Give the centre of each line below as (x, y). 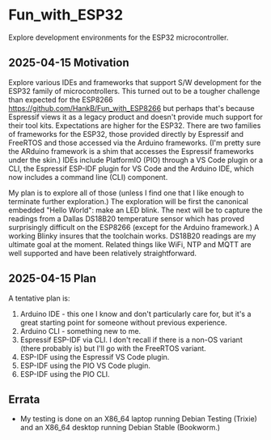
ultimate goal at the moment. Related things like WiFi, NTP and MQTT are (130, 244)
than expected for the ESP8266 (61, 100)
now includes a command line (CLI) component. (88, 177)
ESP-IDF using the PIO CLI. (65, 374)
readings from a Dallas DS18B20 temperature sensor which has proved (127, 218)
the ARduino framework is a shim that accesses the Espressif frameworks (131, 151)
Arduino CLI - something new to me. (80, 331)
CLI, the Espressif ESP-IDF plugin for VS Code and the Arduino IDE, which (131, 169)
